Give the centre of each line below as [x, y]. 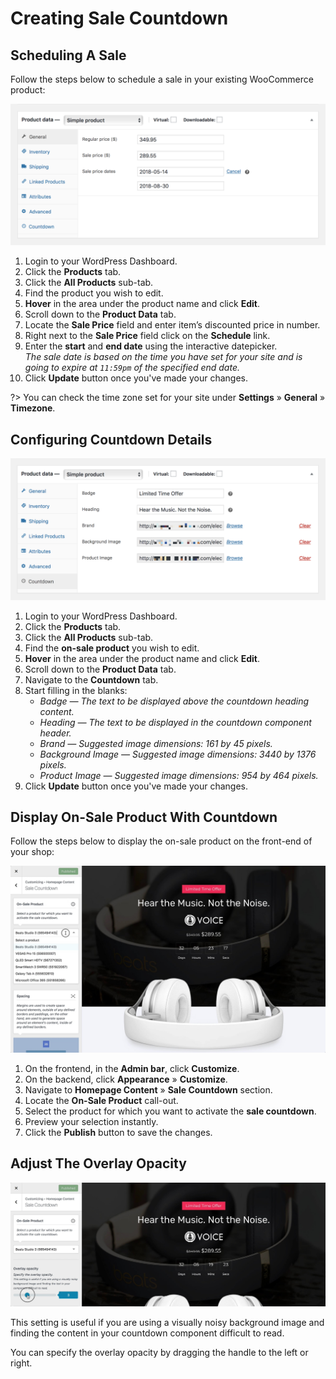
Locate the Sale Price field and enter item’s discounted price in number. [172, 325]
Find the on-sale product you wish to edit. [112, 648]
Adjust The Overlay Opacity [98, 1163]
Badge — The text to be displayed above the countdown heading [174, 701]
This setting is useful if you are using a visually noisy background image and [167, 1322]
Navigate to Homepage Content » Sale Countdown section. [148, 1089]
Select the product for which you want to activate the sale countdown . [170, 1111]
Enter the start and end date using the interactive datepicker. [151, 346]
